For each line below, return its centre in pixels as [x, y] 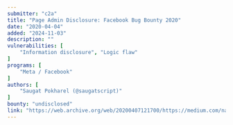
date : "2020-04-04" [35, 26]
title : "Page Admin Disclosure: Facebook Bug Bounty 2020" [94, 20]
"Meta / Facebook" [46, 72]
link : [15, 110]
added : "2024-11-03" [37, 33]
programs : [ [24, 65]
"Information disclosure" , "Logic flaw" [79, 53]
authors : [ [23, 85]
